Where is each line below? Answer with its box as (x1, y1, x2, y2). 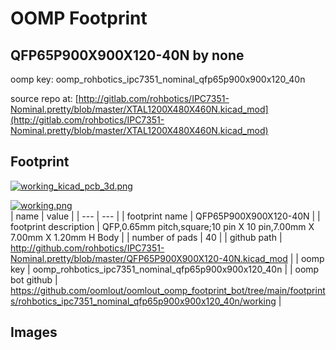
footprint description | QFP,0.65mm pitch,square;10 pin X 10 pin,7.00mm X (10, 220, 315, 232)
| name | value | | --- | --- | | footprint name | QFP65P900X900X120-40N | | (10, 210, 321, 222)
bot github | (10, 273, 58, 286)
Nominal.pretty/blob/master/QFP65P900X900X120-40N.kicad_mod (10, 252, 288, 264)
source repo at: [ (10, 93, 79, 104)
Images (10, 324, 58, 341)
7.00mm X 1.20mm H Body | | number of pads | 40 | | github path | (10, 231, 283, 243)
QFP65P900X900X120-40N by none (10, 47, 245, 64)
